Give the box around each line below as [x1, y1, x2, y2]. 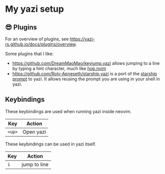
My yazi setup [5, 3, 64, 15]
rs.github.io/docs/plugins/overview [5, 41, 76, 47]
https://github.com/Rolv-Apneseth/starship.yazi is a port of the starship [12, 71, 158, 77]
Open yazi [22, 128, 46, 135]
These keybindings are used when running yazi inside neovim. [5, 108, 132, 114]
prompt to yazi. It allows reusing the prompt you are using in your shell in [12, 76, 160, 82]
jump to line [21, 161, 49, 168]
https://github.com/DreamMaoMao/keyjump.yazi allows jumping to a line [12, 60, 160, 66]
